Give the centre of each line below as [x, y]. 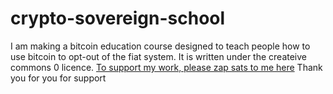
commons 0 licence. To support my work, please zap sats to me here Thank [166, 67]
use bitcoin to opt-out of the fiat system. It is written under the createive [159, 56]
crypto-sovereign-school [118, 18]
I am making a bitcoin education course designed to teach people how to [160, 46]
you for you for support [58, 78]
